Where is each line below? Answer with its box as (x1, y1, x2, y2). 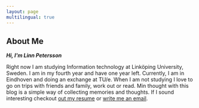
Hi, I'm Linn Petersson (6, 52, 62, 59)
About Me (6, 36, 44, 46)
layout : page (6, 8, 39, 15)
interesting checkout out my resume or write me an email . (6, 95, 148, 102)
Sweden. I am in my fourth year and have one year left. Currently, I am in (6, 69, 185, 77)
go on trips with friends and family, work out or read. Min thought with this (6, 82, 189, 90)
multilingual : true (6, 14, 55, 20)
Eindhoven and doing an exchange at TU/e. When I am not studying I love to (6, 76, 193, 83)
